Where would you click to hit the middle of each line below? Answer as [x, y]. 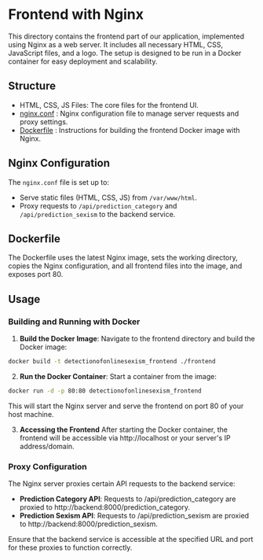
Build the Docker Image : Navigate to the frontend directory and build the [137, 339]
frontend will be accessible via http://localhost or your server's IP [125, 437]
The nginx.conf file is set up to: [59, 182]
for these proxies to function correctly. [70, 547]
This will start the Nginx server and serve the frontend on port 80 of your [126, 406]
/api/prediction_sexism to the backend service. [97, 214]
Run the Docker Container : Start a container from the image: [118, 376]
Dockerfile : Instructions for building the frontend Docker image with [130, 130]
